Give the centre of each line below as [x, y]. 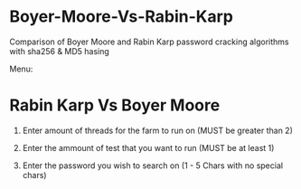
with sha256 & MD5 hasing [60, 51]
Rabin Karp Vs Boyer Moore [115, 105]
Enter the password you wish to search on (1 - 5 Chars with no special [152, 165]
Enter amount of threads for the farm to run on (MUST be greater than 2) [158, 130]
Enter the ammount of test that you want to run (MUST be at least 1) [148, 147]
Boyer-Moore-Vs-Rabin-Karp [121, 17]
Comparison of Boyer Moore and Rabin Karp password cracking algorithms [149, 42]
